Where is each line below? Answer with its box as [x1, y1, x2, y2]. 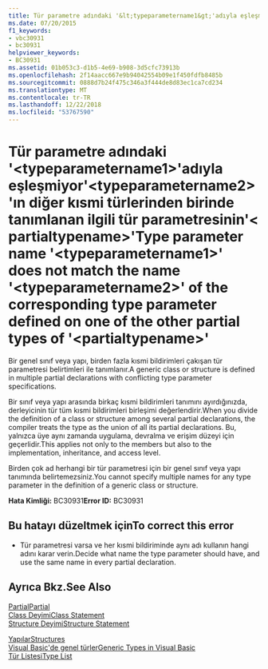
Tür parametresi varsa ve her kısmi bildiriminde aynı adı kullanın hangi [19, 540, 250, 550]
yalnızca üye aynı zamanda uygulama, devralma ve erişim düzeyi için [8, 431, 235, 440]
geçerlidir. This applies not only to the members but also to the [8, 439, 212, 448]
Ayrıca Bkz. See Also [8, 580, 112, 594]
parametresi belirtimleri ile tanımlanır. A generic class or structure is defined [8, 364, 255, 374]
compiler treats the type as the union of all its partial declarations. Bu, [8, 422, 237, 432]
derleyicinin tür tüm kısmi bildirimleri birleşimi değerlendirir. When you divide [8, 405, 258, 415]
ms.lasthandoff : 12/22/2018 [8, 101, 102, 109]
